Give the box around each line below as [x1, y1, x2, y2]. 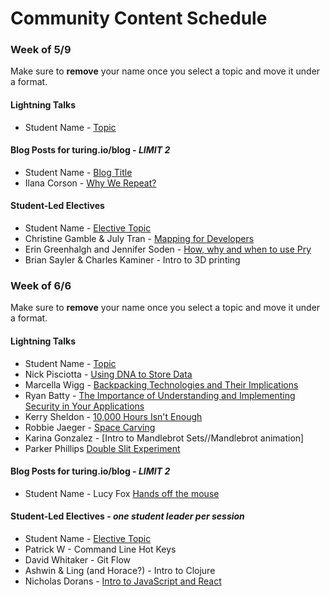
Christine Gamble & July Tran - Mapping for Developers [24, 233, 255, 245]
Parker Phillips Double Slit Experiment [24, 442, 181, 454]
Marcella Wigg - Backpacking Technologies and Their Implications [24, 378, 299, 391]
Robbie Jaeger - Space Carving [24, 421, 156, 433]
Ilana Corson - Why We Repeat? [24, 177, 157, 189]
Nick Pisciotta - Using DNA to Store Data [24, 368, 193, 380]
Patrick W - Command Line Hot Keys [24, 543, 177, 555]
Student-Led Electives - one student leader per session [10, 510, 245, 522]
